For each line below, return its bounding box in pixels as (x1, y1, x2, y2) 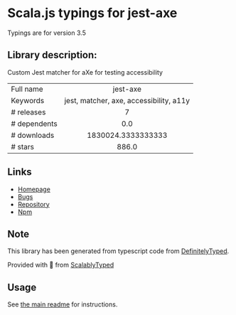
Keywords (11, 95, 45, 105)
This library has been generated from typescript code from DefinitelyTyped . (7, 247, 230, 255)
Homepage (17, 185, 51, 193)
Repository (17, 200, 50, 208)
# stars (11, 142, 34, 151)
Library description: (7, 49, 97, 61)
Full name (11, 84, 44, 94)
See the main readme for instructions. (7, 300, 118, 309)
